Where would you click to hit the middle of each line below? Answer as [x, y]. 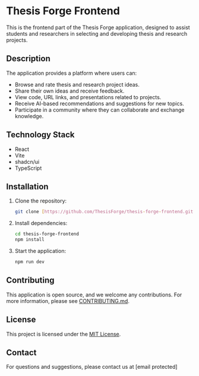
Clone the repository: [41, 201]
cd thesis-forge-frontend [47, 234]
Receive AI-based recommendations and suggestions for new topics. [99, 103]
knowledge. [29, 116]
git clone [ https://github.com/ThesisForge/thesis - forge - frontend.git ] [105, 212]
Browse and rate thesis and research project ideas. [77, 84]
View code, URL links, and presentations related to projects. [88, 97]
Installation [27, 186]
